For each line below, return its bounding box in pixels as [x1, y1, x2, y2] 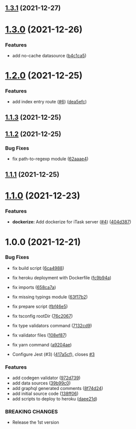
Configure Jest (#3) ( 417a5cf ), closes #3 [12, 351, 95, 357]
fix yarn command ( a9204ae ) [12, 342, 72, 347]
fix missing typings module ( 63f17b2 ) [12, 294, 88, 300]
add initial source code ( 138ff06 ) [12, 390, 79, 397]
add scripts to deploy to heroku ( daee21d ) [12, 396, 98, 402]
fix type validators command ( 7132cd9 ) [12, 322, 92, 328]
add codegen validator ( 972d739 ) [12, 375, 81, 381]
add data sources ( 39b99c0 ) [12, 380, 71, 386]
